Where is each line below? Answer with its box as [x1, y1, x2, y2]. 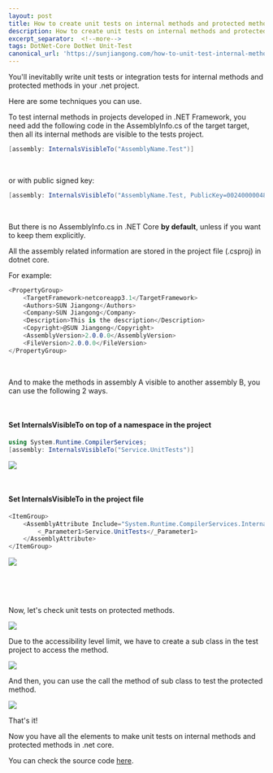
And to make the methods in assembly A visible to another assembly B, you [8, 377, 261, 387]
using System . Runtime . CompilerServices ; [8, 438, 148, 446]
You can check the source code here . [8, 756, 134, 766]
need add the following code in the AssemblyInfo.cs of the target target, [8, 121, 249, 130]
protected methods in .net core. [8, 740, 115, 750]
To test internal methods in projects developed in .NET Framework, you [8, 112, 246, 122]
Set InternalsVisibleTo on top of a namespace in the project [8, 420, 212, 430]
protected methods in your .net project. [8, 80, 140, 90]
